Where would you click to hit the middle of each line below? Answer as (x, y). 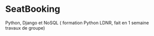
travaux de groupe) (25, 28)
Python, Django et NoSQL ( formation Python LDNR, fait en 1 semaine (77, 23)
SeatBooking (33, 9)
